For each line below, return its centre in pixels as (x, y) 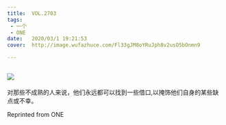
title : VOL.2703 (32, 13)
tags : (15, 20)
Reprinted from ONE (36, 114)
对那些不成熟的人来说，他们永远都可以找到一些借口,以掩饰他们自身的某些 (110, 92)
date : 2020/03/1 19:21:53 (47, 39)
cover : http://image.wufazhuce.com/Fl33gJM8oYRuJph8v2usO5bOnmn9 (104, 45)
